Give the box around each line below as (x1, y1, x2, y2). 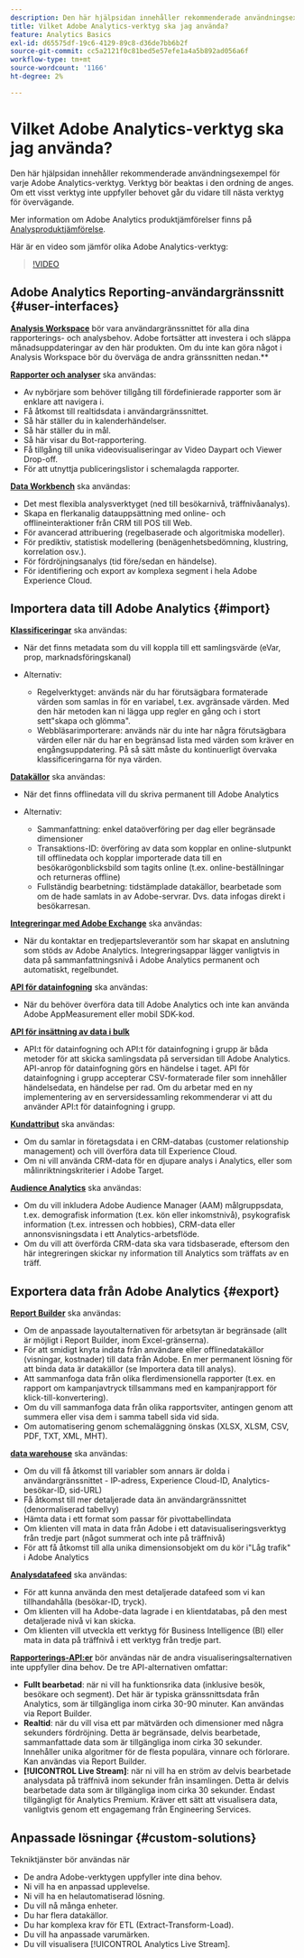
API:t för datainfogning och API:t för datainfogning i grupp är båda (23, 1044, 269, 1055)
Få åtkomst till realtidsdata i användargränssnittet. (23, 405, 209, 416)
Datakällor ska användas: (10, 771, 106, 782)
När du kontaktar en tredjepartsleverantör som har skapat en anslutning (23, 936, 290, 947)
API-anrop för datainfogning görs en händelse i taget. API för (23, 1063, 250, 1074)
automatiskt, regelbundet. (23, 965, 120, 975)
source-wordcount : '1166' (10, 64, 107, 73)
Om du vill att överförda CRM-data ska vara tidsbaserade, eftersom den (23, 1238, 290, 1250)
